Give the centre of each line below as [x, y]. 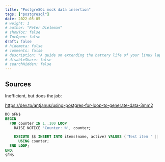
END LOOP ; [19, 146]
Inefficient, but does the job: [34, 95]
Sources [18, 84]
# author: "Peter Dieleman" [34, 28]
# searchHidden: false [28, 64]
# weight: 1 [17, 23]
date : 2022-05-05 [23, 19]
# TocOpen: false [23, 37]
